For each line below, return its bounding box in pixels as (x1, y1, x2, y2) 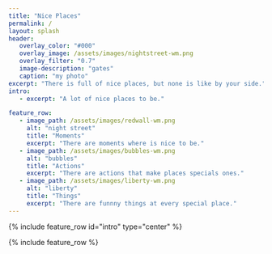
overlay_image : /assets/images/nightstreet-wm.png (19, 49, 194, 57)
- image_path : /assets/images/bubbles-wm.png (19, 146, 176, 155)
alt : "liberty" (26, 184, 79, 193)
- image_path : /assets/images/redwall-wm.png (19, 116, 176, 125)
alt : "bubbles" (26, 155, 79, 163)
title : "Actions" (26, 162, 85, 170)
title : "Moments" (26, 132, 85, 140)
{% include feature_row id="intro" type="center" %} (8, 222, 183, 231)
